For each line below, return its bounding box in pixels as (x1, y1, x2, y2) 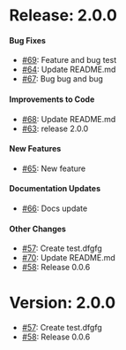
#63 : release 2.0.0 (21, 123, 89, 134)
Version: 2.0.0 (9, 293, 116, 313)
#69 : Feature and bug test (21, 55, 117, 66)
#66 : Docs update (21, 203, 88, 214)
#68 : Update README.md (21, 113, 116, 124)
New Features (9, 144, 62, 154)
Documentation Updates (9, 183, 101, 194)
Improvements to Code (9, 94, 95, 105)
